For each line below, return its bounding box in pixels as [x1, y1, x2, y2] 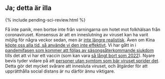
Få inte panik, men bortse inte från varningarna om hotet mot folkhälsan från [5, 26, 161, 32]
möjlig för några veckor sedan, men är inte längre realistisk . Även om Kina [5, 37, 155, 43]
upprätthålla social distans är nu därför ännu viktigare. [5, 68, 115, 74]
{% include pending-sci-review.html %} [5, 17, 85, 23]
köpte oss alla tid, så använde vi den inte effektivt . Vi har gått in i [5, 42, 136, 48]
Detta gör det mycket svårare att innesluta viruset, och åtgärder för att [5, 63, 148, 69]
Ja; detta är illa [5, 4, 52, 12]
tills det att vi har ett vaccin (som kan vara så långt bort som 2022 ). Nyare [5, 53, 155, 58]
